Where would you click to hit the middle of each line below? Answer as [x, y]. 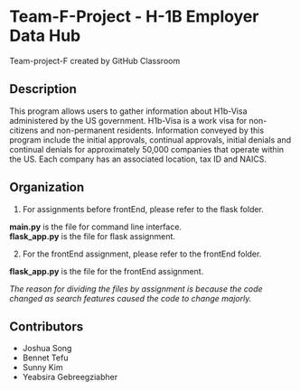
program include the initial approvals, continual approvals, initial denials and [150, 140]
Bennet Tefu [45, 358]
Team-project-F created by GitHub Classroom [95, 61]
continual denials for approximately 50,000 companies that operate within [147, 149]
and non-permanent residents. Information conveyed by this [152, 130]
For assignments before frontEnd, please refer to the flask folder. [143, 209]
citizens [24, 130]
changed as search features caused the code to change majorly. [131, 298]
